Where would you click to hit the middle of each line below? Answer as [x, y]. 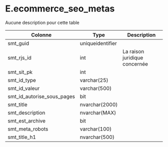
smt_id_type [22, 80]
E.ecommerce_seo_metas [60, 9]
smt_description [26, 112]
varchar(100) [95, 129]
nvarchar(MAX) [98, 112]
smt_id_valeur [24, 88]
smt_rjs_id [19, 57]
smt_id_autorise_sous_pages [41, 96]
